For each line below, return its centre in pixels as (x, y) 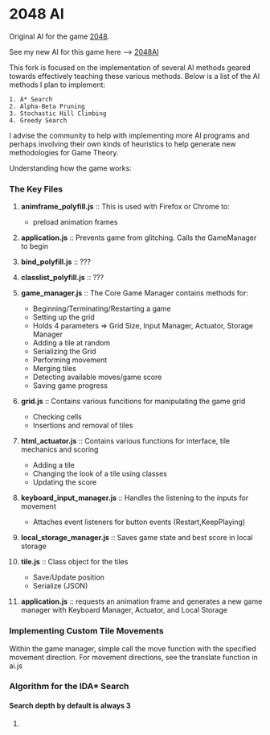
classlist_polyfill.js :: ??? (62, 278)
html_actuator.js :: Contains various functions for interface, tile (125, 441)
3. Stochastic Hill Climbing (58, 114)
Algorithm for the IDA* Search (69, 687)
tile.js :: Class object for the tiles (74, 562)
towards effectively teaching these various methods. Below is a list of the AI (135, 76)
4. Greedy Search (38, 120)
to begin (35, 246)
